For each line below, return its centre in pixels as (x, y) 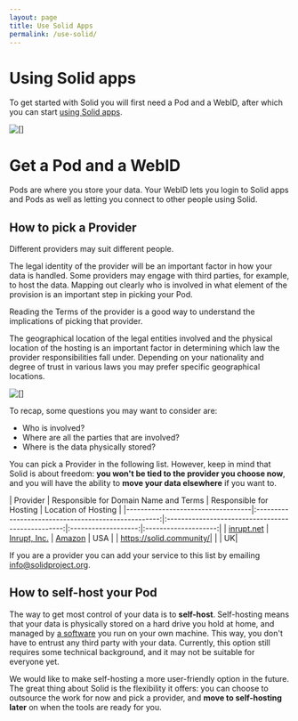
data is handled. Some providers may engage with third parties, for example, (149, 276)
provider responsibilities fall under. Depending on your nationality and (137, 358)
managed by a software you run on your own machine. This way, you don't (146, 633)
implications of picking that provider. (76, 321)
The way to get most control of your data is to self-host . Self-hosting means (149, 614)
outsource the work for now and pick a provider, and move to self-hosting (146, 697)
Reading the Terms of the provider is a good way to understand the (132, 312)
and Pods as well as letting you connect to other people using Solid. (133, 199)
